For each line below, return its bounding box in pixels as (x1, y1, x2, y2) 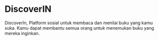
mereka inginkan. (4, 30, 40, 36)
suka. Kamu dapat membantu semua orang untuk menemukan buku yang (4, 25, 155, 31)
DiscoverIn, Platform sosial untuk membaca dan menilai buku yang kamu (4, 20, 153, 26)
